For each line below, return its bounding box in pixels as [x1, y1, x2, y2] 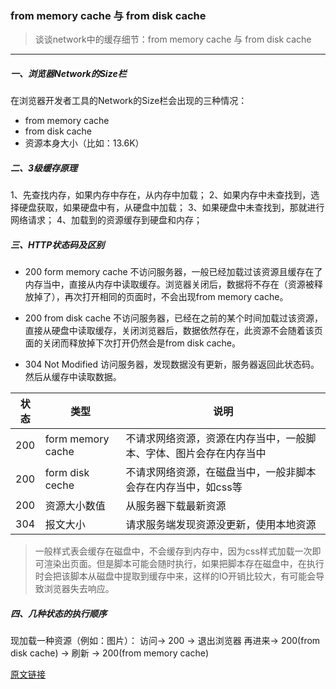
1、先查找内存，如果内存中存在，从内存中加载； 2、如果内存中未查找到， [10, 189, 312, 201]
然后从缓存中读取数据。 [24, 371, 122, 383]
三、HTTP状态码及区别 [10, 238, 105, 251]
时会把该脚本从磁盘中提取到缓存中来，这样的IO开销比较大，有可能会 [34, 570, 317, 582]
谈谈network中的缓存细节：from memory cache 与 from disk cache [34, 33, 312, 46]
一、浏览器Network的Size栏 [10, 67, 127, 79]
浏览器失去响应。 [43, 583, 115, 595]
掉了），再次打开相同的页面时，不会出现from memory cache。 [33, 291, 289, 303]
